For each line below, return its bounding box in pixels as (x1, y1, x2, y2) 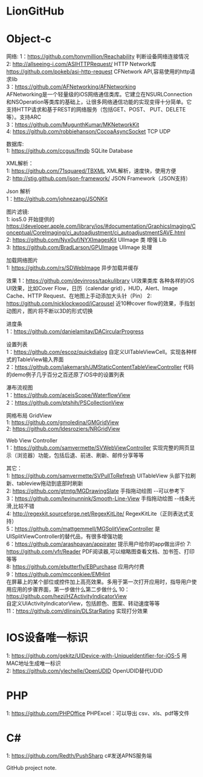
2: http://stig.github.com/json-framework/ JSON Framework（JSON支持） (6, 175, 192, 182)
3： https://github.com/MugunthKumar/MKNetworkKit (6, 121, 140, 128)
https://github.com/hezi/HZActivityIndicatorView (6, 593, 127, 600)
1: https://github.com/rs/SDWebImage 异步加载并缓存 (6, 264, 139, 272)
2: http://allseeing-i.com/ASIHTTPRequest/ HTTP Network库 (6, 61, 156, 68)
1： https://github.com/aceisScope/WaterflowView (6, 392, 131, 399)
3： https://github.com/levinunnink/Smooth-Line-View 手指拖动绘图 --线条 (6, 495, 190, 502)
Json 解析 (6, 188, 31, 195)
